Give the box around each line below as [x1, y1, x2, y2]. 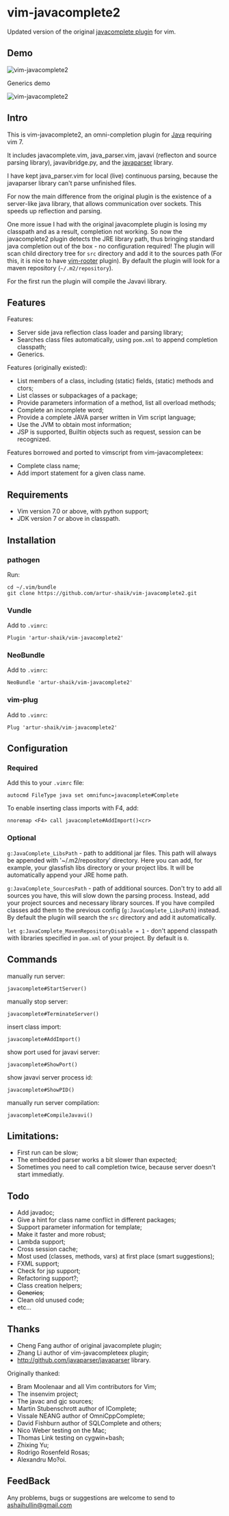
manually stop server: [7, 997, 68, 1005]
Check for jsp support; [16, 1267, 81, 1275]
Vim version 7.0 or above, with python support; [16, 507, 149, 515]
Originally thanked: [7, 1369, 60, 1377]
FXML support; [16, 1259, 59, 1268]
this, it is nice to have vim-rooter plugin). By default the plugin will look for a [7, 256, 220, 265]
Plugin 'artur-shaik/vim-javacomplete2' [7, 635, 124, 642]
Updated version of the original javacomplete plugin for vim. [7, 27, 176, 36]
